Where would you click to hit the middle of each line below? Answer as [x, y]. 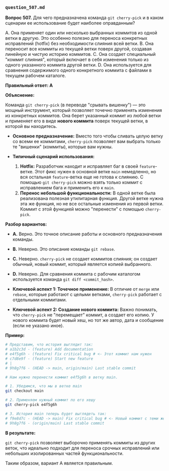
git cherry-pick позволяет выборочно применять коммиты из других [80, 442]
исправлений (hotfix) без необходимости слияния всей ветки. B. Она [79, 44]
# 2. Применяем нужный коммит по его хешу [50, 400]
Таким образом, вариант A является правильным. [59, 463]
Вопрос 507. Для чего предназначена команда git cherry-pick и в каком [84, 18]
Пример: [15, 335]
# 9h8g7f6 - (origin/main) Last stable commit [55, 423]
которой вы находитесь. [31, 126]
